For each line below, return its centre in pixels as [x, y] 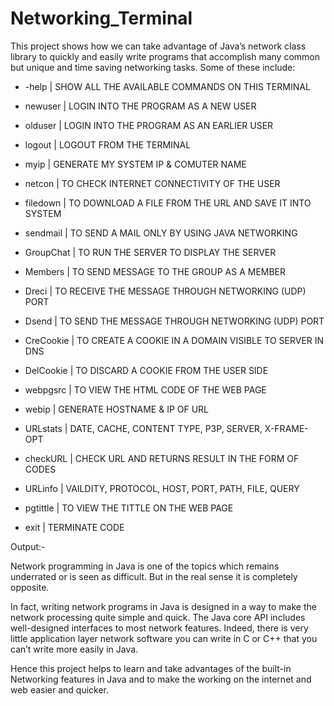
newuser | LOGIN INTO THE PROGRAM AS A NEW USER [140, 106]
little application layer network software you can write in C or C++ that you [164, 638]
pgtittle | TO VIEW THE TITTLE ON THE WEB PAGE [129, 508]
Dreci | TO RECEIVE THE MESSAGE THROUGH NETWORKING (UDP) [165, 291]
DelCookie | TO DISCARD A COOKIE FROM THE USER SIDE [146, 370]
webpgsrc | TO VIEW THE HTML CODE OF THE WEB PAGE [145, 389]
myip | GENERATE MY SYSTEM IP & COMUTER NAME [135, 164]
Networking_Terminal [101, 18]
